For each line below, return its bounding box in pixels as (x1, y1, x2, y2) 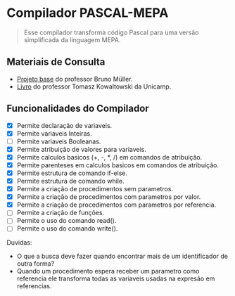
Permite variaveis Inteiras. (16, 129, 92, 138)
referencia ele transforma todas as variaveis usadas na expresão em (16, 274, 215, 283)
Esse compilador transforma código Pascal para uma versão (23, 28, 199, 37)
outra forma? (16, 259, 55, 268)
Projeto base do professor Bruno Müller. (16, 75, 133, 83)
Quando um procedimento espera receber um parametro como (16, 267, 200, 276)
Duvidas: (6, 238, 32, 247)
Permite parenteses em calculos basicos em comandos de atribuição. (16, 160, 220, 169)
